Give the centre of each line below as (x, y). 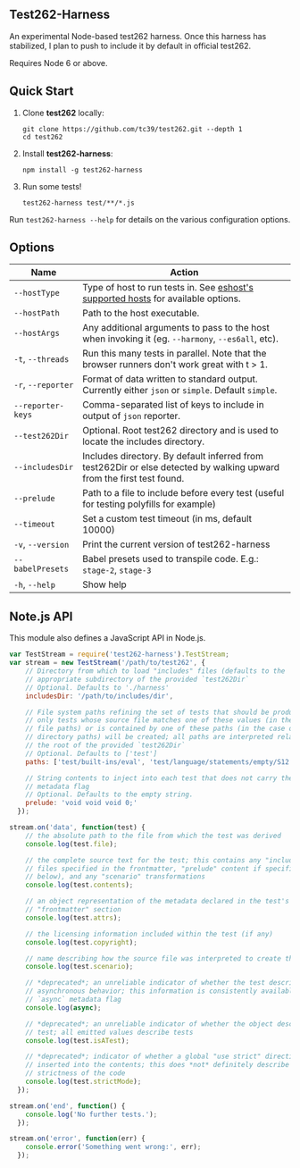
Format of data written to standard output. (170, 379)
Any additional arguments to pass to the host (176, 328)
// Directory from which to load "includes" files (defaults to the (155, 671)
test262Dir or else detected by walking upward (180, 467)
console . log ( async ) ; (63, 1008)
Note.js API (41, 616)
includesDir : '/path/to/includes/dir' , (100, 696)
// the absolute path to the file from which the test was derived (153, 836)
